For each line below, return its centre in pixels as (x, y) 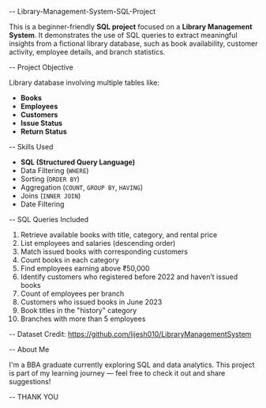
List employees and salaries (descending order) (98, 243)
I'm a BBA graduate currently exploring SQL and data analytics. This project (132, 365)
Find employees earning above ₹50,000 (85, 268)
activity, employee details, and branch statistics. (87, 52)
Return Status (44, 131)
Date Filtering (42, 204)
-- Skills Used (31, 147)
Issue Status (41, 123)
